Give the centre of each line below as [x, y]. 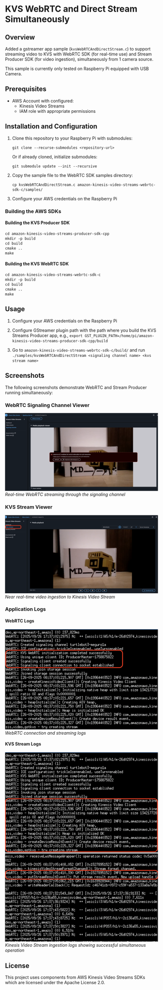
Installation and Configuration [51, 127]
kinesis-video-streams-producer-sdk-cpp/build [60, 341]
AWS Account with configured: [43, 101]
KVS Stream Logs [23, 744]
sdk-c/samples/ [27, 190]
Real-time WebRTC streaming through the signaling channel [65, 495]
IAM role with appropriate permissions [57, 111]
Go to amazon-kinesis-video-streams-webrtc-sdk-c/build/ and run [79, 350]
